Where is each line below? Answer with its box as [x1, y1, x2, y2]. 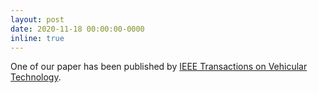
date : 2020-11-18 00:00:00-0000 [10, 24, 145, 34]
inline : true [10, 33, 65, 43]
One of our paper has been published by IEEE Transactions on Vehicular [10, 61, 308, 73]
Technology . [10, 71, 62, 83]
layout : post [10, 14, 65, 25]
